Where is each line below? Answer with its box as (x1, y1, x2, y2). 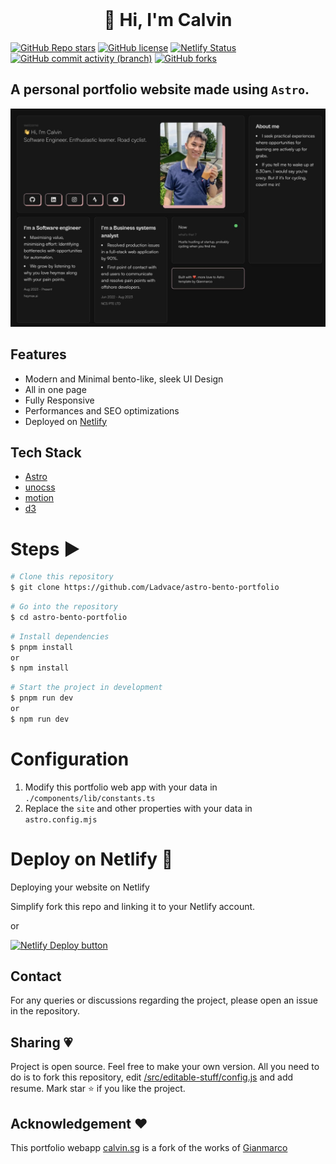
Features (10, 346, 67, 363)
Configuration (10, 748, 130, 770)
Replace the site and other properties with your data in (24, 802, 253, 814)
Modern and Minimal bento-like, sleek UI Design (24, 373, 224, 385)
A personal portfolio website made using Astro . (10, 81, 310, 98)
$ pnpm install (10, 642, 74, 652)
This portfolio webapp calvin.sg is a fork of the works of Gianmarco (10, 1142, 288, 1154)
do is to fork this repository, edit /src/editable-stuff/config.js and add (10, 1071, 294, 1083)
